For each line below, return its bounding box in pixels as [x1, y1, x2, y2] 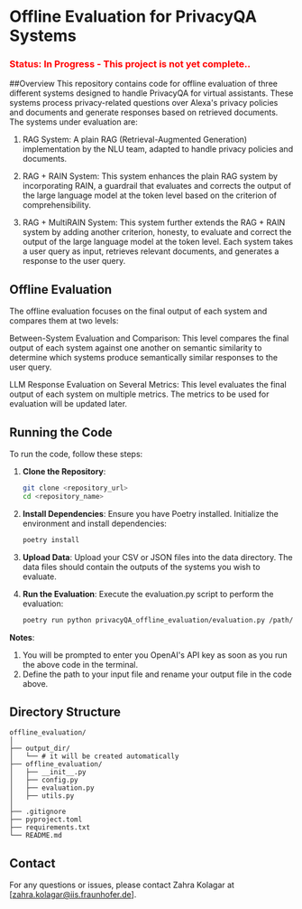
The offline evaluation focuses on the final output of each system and [9, 305, 268, 317]
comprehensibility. [22, 200, 92, 211]
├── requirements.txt [9, 823, 91, 832]
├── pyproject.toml [9, 815, 83, 824]
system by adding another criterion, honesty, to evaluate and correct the [22, 227, 292, 238]
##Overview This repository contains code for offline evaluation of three [9, 79, 278, 89]
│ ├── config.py [9, 775, 78, 785]
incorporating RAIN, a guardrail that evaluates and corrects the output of [22, 181, 292, 192]
